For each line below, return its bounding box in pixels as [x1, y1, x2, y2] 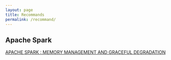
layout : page [5, 7, 33, 13]
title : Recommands [5, 12, 45, 17]
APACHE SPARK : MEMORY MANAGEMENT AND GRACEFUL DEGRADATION [5, 49, 166, 55]
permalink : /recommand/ [5, 17, 56, 22]
